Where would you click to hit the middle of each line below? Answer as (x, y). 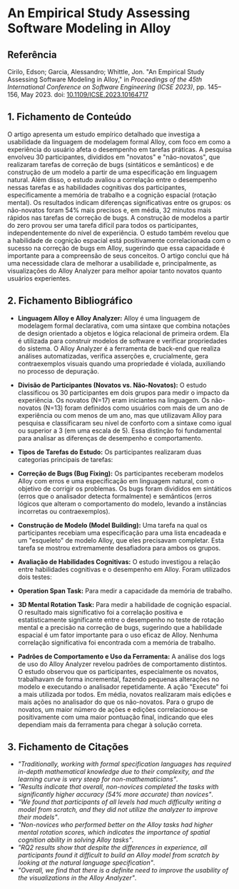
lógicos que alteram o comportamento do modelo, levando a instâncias (122, 503)
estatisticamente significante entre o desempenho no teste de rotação (121, 620)
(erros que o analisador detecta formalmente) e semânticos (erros (115, 496)
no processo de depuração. (59, 371)
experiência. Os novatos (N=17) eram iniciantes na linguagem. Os (114, 400)
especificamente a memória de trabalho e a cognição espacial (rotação (112, 195)
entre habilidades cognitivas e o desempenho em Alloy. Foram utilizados (124, 569)
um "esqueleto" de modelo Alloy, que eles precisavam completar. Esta (121, 540)
